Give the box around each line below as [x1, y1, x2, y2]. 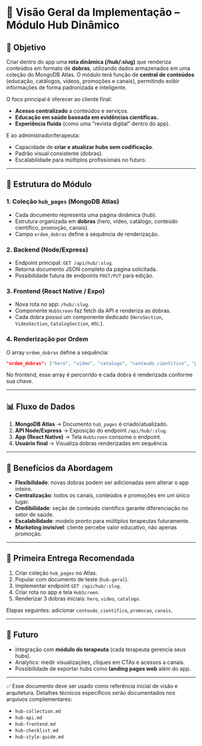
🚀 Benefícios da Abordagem [6, 463, 113, 473]
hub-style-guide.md [14, 734, 64, 740]
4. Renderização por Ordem [6, 335, 88, 343]
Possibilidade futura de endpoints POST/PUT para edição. [14, 271, 154, 279]
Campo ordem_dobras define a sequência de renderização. [14, 230, 159, 238]
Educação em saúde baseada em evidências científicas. [14, 114, 159, 121]
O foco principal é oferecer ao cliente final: [6, 96, 112, 103]
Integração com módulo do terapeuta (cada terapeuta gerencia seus [14, 645, 186, 653]
